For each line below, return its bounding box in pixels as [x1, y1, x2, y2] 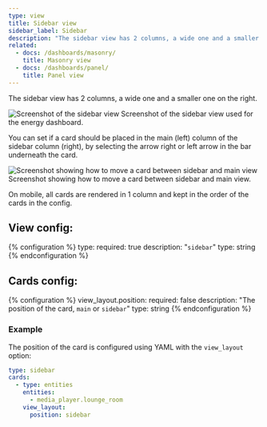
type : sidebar [8, 366, 56, 374]
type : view [8, 11, 45, 20]
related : [8, 42, 38, 50]
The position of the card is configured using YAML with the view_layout [8, 342, 244, 352]
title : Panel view [22, 71, 84, 79]
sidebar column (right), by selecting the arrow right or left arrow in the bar [8, 141, 252, 151]
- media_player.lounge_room [29, 396, 124, 405]
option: [8, 350, 32, 361]
